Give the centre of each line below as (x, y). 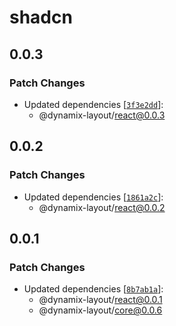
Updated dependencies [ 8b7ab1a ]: (93, 289)
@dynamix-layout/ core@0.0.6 (100, 310)
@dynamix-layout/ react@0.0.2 (102, 207)
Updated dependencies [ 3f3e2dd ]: (93, 104)
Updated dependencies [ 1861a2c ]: (93, 197)
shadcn (41, 17)
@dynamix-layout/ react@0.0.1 (100, 300)
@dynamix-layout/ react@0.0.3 (102, 115)
